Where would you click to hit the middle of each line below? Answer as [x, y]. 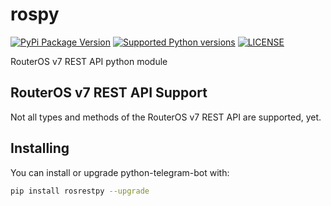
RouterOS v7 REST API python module [89, 61]
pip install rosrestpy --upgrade [80, 191]
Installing [40, 148]
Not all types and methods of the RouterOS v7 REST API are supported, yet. [166, 117]
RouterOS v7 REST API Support [109, 93]
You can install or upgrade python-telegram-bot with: [120, 172]
